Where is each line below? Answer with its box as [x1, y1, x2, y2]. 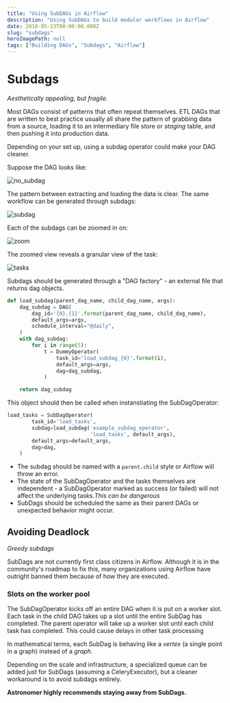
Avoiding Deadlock [7, 526, 90, 538]
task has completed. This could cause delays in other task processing [7, 627, 204, 635]
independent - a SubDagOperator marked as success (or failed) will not [16, 484, 219, 492]
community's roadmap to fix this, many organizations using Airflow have [7, 565, 211, 573]
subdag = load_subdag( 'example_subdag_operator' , [31, 425, 170, 431]
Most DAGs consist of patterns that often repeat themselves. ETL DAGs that [7, 107, 220, 115]
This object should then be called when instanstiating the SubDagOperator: [7, 398, 219, 407]
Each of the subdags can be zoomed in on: [7, 224, 128, 232]
